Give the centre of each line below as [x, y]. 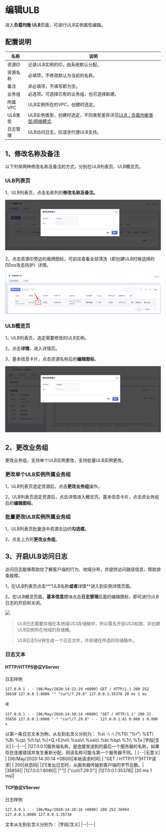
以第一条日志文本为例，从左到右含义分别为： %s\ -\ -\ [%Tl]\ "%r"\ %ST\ [79, 734]
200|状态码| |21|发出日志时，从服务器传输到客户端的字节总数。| [79, 765]
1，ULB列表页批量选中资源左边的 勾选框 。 [47, 529]
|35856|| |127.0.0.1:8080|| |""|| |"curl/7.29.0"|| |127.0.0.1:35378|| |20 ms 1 [79, 770]
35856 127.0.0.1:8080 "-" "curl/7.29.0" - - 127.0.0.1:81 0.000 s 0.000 [82, 719]
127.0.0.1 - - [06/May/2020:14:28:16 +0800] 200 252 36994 [67, 809]
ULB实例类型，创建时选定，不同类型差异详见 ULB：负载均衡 [88, 115]
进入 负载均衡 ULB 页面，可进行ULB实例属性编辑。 [55, 25]
